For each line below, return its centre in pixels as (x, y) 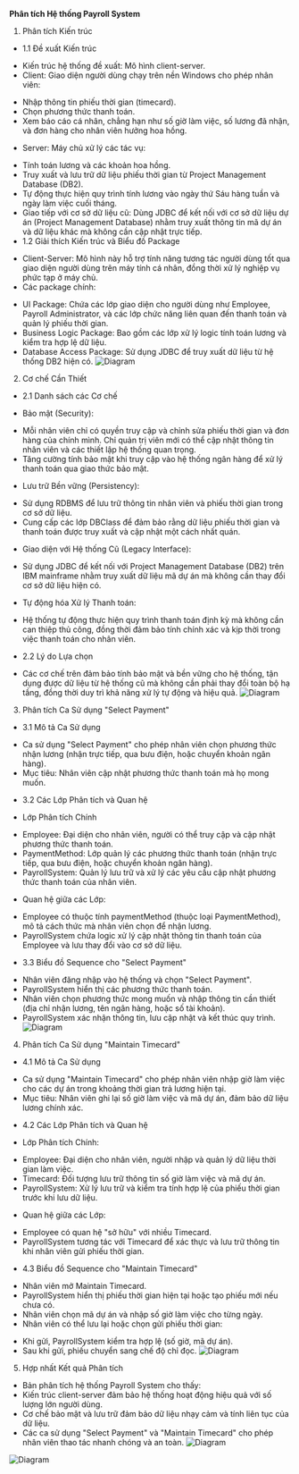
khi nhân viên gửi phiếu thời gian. (83, 1251)
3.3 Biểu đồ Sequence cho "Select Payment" (104, 962)
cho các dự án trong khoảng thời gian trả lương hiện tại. (124, 1089)
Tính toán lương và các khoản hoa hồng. (96, 165)
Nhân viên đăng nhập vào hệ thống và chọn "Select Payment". (137, 980)
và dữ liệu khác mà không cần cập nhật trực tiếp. (112, 232)
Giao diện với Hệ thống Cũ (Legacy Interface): (107, 549)
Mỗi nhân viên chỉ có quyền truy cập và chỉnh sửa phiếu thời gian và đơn (156, 430)
